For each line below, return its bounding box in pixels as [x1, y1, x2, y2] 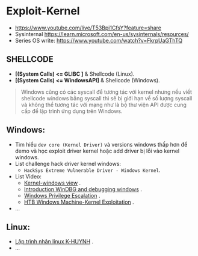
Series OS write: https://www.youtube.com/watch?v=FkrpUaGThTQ [14, 37, 182, 44]
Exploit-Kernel [6, 4, 80, 18]
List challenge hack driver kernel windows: [14, 160, 122, 167]
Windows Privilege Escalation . [23, 192, 101, 199]
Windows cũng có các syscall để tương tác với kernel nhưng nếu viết [20, 88, 193, 96]
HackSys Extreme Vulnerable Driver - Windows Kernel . [23, 166, 161, 174]
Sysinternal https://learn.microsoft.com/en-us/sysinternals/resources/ [14, 30, 189, 37]
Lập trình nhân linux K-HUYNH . [14, 238, 94, 245]
